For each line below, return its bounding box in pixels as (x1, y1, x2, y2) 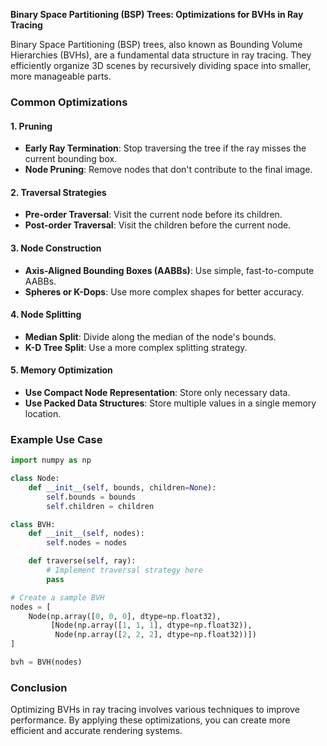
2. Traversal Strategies (10, 186, 107, 198)
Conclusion (10, 680, 68, 694)
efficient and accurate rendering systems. (10, 725, 183, 737)
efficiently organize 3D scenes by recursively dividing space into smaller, (10, 60, 312, 71)
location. (24, 407, 62, 419)
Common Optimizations (10, 95, 128, 109)
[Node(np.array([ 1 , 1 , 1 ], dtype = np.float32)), (50, 620, 253, 631)
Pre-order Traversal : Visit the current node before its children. (24, 209, 283, 221)
